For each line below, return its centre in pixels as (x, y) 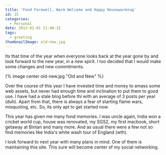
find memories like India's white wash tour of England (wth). (66, 132)
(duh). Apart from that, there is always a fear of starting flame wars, (74, 102)
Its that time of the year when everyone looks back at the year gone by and (82, 56)
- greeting (21, 38)
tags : (11, 33)
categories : (17, 19)
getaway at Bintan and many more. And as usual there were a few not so (79, 127)
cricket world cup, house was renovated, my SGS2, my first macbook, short (82, 121)
